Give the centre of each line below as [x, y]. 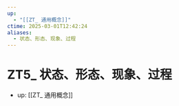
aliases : [20, 32]
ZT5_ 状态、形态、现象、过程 [89, 75]
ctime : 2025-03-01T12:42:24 [48, 26]
